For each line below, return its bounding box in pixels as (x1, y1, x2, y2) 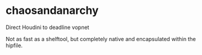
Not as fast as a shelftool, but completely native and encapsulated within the (5, 35, 196, 42)
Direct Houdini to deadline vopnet (5, 24, 90, 31)
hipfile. (5, 42, 23, 49)
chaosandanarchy (5, 4, 99, 18)
